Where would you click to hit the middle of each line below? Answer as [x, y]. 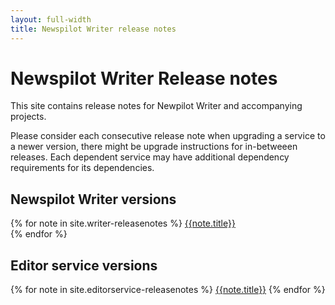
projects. [28, 117]
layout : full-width [51, 19]
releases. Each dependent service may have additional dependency [150, 157]
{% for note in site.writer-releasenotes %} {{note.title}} [123, 223]
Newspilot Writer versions [93, 199]
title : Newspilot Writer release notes [93, 29]
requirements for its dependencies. [82, 168]
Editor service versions [84, 265]
